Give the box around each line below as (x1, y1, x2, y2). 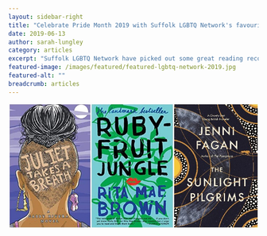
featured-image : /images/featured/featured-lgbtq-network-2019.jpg (8, 64, 237, 72)
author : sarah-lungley (8, 38, 83, 46)
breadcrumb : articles (8, 79, 80, 87)
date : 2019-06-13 (8, 29, 66, 37)
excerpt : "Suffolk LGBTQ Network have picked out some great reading (8, 55, 244, 63)
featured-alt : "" (8, 72, 66, 79)
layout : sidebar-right (8, 13, 83, 21)
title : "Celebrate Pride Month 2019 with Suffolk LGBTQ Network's (8, 21, 233, 29)
